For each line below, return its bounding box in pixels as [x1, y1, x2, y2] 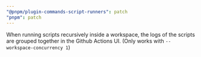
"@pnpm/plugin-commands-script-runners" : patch [6, 8, 128, 15]
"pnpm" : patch [6, 14, 42, 20]
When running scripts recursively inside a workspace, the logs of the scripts [6, 31, 196, 38]
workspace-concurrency [6, 44, 63, 51]
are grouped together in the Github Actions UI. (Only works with [6, 37, 164, 44]
